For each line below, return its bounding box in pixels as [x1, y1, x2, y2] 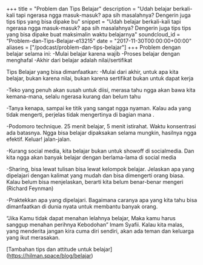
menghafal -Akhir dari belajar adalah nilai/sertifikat [6, 57, 133, 64]
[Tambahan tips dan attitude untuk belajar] [6, 246, 113, 253]
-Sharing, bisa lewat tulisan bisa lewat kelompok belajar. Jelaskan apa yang [6, 166, 195, 172]
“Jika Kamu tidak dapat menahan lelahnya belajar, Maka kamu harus [6, 215, 176, 221]
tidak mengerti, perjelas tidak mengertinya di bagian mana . [6, 111, 155, 118]
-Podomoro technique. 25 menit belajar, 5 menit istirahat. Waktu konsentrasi [6, 123, 196, 129]
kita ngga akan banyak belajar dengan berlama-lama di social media [6, 154, 177, 161]
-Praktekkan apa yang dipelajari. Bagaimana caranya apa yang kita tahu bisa [6, 197, 198, 203]
